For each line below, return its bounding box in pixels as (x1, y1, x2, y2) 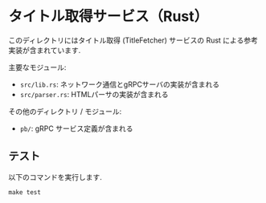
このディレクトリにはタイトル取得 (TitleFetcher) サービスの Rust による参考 (8, 35, 259, 45)
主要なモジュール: (8, 62, 67, 72)
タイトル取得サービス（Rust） (8, 7, 209, 26)
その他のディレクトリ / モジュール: (8, 106, 122, 116)
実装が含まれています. (8, 45, 81, 55)
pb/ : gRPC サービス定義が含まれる (19, 124, 133, 133)
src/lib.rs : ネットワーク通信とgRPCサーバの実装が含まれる (19, 79, 219, 89)
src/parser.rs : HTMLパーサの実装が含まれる (19, 89, 169, 99)
